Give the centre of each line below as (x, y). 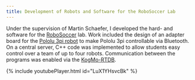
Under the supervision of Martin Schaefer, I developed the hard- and (90, 28)
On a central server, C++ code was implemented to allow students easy (93, 47)
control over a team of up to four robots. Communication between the (91, 53)
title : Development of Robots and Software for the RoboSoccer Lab (91, 11)
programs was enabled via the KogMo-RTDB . (61, 59)
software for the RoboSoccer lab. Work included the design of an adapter (95, 34)
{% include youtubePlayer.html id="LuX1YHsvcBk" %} (72, 71)
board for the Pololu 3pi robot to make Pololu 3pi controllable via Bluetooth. (98, 41)
